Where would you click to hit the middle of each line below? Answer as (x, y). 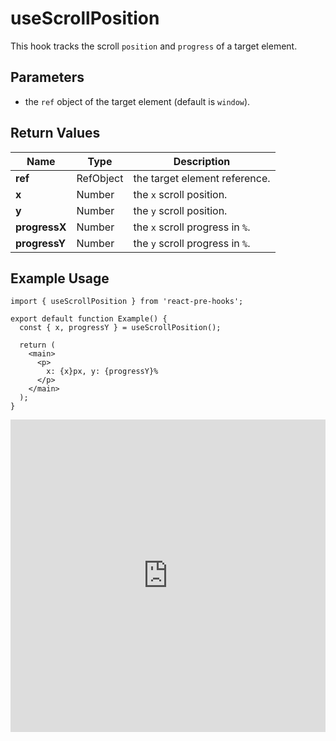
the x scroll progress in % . (192, 227)
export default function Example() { (89, 319)
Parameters (47, 77)
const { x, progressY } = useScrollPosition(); (120, 328)
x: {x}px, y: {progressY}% (102, 372)
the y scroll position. (180, 210)
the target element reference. (202, 178)
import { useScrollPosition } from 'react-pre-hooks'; (127, 302)
